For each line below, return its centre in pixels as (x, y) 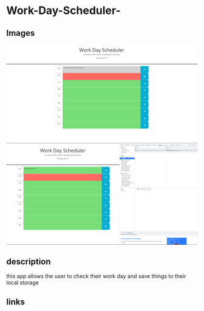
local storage (23, 282)
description (29, 262)
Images (21, 33)
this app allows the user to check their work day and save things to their (96, 276)
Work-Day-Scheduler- (63, 11)
